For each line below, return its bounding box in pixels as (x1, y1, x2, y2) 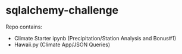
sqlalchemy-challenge (5, 4, 119, 17)
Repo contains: (5, 23, 43, 30)
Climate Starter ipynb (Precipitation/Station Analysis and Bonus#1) (14, 34, 177, 42)
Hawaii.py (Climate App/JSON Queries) (14, 41, 111, 48)
